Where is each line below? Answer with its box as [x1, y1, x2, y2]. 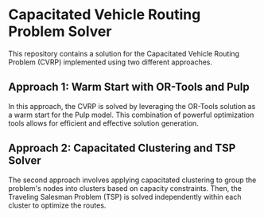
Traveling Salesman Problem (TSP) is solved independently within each [8, 192, 242, 201]
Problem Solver [8, 22, 112, 41]
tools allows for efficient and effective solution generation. [8, 118, 199, 128]
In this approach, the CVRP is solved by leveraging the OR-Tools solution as [8, 101, 256, 111]
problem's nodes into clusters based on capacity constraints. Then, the [8, 183, 243, 193]
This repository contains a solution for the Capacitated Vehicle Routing [8, 49, 240, 58]
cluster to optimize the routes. [8, 200, 107, 210]
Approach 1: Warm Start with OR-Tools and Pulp [8, 80, 250, 94]
